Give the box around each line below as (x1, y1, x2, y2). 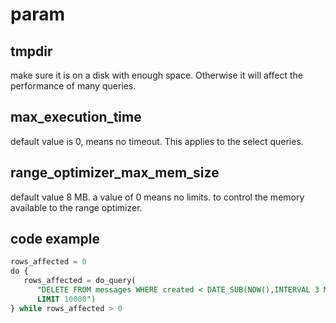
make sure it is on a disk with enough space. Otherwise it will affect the (10, 69, 303, 81)
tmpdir (10, 43, 53, 60)
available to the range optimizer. (10, 201, 143, 213)
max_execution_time (10, 109, 142, 126)
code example (10, 231, 100, 248)
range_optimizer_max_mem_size (10, 164, 220, 182)
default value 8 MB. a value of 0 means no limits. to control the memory (10, 191, 305, 203)
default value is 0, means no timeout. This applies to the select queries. (10, 135, 304, 147)
